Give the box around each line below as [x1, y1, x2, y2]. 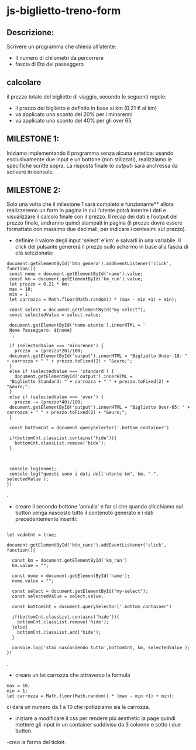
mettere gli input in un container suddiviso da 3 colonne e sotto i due [15, 721, 181, 728]
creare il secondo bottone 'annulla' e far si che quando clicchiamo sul [15, 503, 183, 510]
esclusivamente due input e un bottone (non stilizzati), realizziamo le [6, 155, 172, 162]
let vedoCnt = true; [6, 532, 57, 538]
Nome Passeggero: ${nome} [9, 327, 73, 334]
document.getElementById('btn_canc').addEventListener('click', [6, 542, 167, 548]
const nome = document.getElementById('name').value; [9, 271, 143, 277]
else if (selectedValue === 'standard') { [9, 368, 115, 375]
